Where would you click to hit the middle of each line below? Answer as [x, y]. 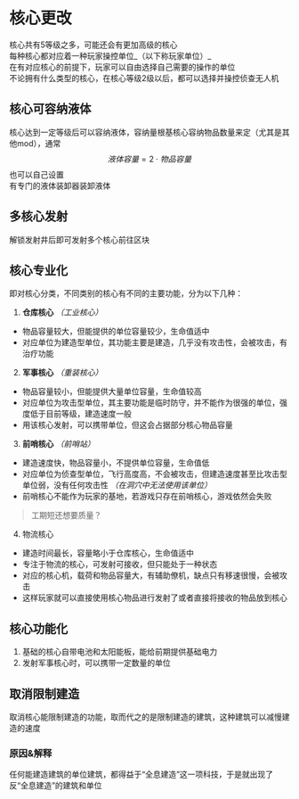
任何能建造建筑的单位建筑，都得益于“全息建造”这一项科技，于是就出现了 [141, 774]
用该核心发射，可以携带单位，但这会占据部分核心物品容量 [127, 425]
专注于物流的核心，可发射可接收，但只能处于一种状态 [120, 564]
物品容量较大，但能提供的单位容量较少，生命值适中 [116, 332]
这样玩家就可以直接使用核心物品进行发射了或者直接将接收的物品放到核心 [154, 597]
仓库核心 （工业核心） [62, 312]
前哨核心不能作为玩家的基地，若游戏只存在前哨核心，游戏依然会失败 [147, 497]
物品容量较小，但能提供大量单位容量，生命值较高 [112, 391]
